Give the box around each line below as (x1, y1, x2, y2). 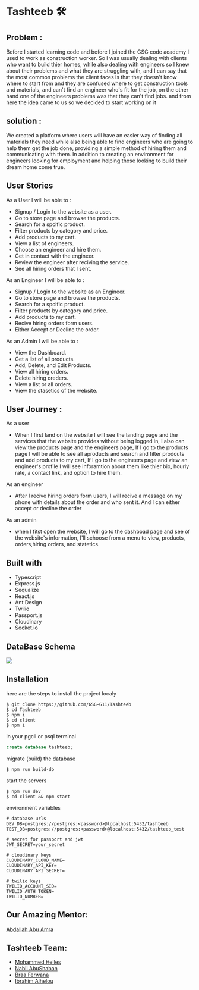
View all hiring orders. (14, 368, 68, 375)
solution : (6, 116, 42, 126)
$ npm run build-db (6, 766, 55, 772)
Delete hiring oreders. (14, 374, 68, 381)
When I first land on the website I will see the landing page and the (14, 431, 178, 438)
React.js (14, 593, 35, 600)
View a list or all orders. (14, 380, 72, 387)
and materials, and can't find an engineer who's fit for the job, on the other (6, 86, 189, 93)
